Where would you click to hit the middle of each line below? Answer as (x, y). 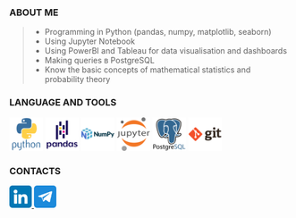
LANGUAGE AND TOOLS (63, 103)
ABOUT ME (34, 13)
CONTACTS (35, 171)
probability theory (77, 80)
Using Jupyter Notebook (90, 41)
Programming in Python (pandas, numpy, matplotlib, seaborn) (158, 32)
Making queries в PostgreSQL (99, 61)
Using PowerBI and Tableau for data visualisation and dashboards (166, 51)
